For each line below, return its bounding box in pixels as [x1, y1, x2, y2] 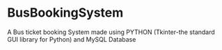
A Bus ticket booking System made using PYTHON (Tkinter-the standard [7, 28, 216, 36]
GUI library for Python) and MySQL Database [7, 35, 136, 43]
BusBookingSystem [7, 5, 124, 21]
